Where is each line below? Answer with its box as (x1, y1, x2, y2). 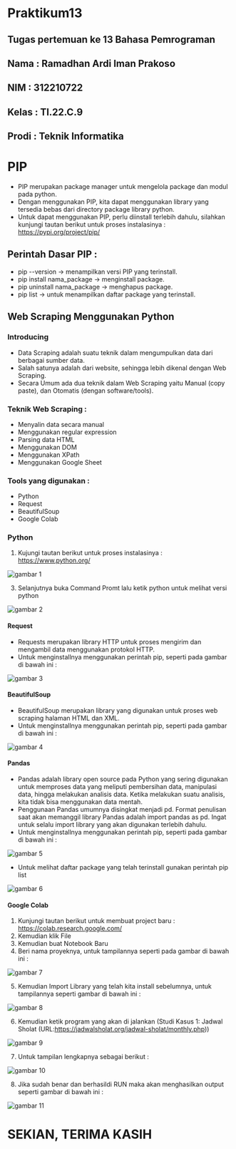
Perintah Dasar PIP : (7, 248, 98, 261)
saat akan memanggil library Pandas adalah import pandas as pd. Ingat (17, 813, 227, 821)
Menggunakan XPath (17, 450, 80, 459)
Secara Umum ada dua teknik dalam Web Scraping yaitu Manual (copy (17, 378, 225, 387)
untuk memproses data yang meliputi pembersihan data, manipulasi (17, 783, 217, 791)
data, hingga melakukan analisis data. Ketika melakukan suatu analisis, (17, 790, 225, 799)
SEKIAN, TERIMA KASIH (7, 1126, 153, 1143)
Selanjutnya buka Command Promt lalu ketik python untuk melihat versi (17, 584, 227, 592)
